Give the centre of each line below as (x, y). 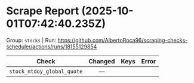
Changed (102, 61)
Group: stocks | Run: (31, 40)
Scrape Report (43, 11)
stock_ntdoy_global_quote (46, 71)
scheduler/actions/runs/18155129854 (52, 47)
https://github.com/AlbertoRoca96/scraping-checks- (123, 40)
